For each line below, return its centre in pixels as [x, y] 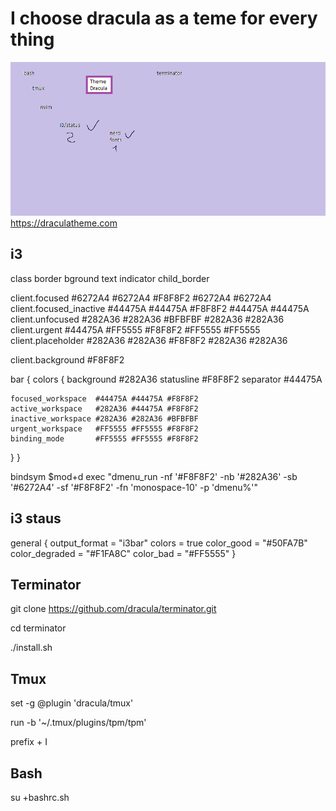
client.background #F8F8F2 [67, 359]
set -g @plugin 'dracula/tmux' [72, 703]
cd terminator [38, 628]
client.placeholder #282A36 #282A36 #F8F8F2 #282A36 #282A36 [149, 340]
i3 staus [36, 518]
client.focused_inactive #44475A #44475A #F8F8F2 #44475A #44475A [160, 308]
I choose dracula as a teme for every [164, 18]
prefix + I [29, 742]
